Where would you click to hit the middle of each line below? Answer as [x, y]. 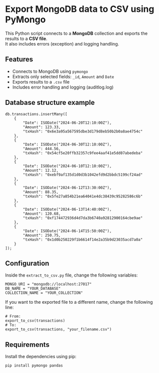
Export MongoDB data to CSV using [80, 9]
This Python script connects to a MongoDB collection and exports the [76, 33]
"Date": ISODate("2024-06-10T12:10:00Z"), [67, 166]
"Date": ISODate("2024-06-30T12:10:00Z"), [67, 144]
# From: [13, 317]
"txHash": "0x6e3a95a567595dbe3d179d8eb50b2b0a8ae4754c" [83, 131]
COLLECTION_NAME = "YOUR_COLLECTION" [44, 293]
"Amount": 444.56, [42, 149]
